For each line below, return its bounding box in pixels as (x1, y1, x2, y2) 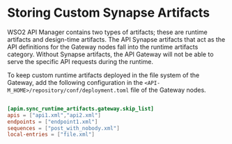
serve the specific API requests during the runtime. (7, 57, 154, 65)
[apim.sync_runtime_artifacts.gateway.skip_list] (7, 105, 155, 112)
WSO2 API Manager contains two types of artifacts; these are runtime (7, 28, 208, 36)
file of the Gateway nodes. (130, 86, 207, 94)
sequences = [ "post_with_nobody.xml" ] (7, 125, 120, 131)
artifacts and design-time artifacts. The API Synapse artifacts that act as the (7, 35, 226, 43)
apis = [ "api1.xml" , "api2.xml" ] (7, 111, 101, 119)
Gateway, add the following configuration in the (7, 78, 144, 86)
